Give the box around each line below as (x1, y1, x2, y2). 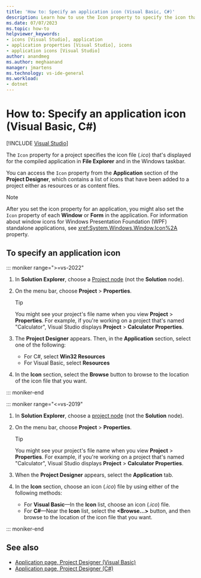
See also (6, 543, 39, 553)
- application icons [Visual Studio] (6, 48, 100, 54)
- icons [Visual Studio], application (6, 37, 103, 43)
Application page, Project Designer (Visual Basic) (14, 558, 136, 565)
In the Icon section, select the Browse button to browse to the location (14, 371, 190, 378)
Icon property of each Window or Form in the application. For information (6, 211, 188, 219)
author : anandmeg (6, 53, 50, 59)
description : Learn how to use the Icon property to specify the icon (6, 14, 186, 20)
